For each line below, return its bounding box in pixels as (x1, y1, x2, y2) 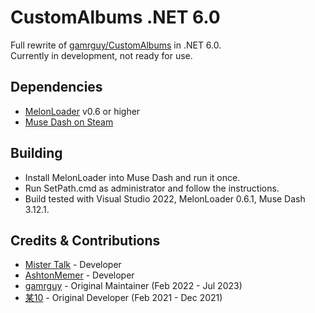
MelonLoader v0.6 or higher (24, 105, 141, 117)
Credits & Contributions (10, 232, 161, 249)
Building (10, 145, 63, 162)
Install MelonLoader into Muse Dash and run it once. (24, 171, 241, 183)
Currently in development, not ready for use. (10, 49, 193, 61)
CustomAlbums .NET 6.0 (10, 6, 221, 29)
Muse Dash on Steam (24, 116, 114, 128)
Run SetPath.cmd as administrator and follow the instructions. (24, 182, 280, 194)
